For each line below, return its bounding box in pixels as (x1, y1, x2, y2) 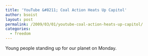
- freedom (10, 31, 31, 36)
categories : (5, 26, 31, 32)
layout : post (5, 17, 33, 22)
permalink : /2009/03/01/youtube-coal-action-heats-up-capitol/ (5, 21, 143, 27)
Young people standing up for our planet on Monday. (5, 45, 117, 51)
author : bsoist (5, 12, 38, 17)
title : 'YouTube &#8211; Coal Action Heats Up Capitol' (5, 7, 127, 13)
